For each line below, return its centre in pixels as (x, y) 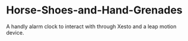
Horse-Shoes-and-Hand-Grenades (94, 10)
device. (15, 32)
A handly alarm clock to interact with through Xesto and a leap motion (91, 26)
